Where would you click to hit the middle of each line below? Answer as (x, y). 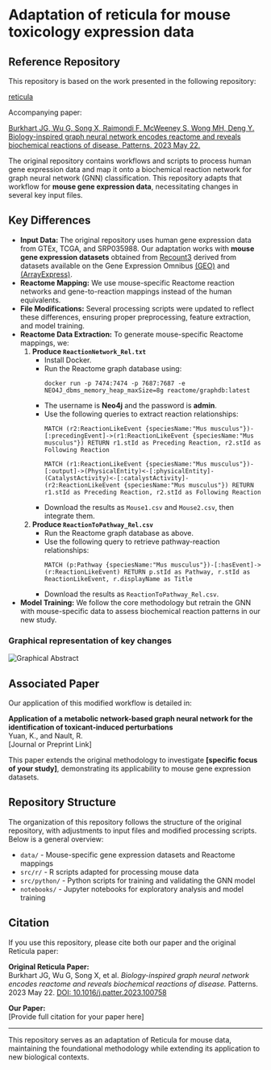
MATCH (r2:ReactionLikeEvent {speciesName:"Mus (125, 428)
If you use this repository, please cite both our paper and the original (122, 943)
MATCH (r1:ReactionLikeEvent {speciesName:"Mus (125, 464)
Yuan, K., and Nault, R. (46, 735)
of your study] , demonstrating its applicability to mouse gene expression (130, 768)
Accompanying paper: (45, 112)
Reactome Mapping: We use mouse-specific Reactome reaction (127, 282)
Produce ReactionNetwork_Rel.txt (89, 351)
